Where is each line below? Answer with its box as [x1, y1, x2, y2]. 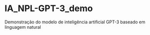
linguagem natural [4, 24, 41, 30]
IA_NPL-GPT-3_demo [4, 3, 93, 14]
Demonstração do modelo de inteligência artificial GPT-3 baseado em [4, 19, 146, 25]
